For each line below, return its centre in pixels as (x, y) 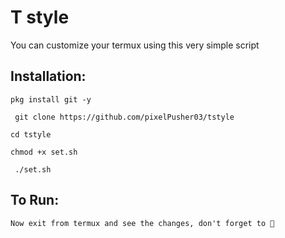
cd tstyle (31, 134)
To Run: (35, 200)
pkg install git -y (51, 99)
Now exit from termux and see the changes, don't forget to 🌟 (142, 223)
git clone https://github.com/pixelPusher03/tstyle (124, 117)
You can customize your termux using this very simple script (135, 45)
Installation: (48, 76)
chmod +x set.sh (44, 152)
